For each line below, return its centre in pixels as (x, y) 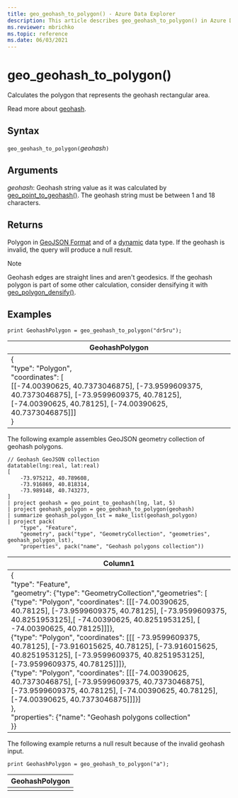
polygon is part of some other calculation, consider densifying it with (108, 284)
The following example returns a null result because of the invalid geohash (116, 744)
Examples (29, 314)
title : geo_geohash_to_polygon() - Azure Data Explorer (91, 14)
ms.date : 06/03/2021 (38, 40)
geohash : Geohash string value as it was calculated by (87, 187)
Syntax (23, 131)
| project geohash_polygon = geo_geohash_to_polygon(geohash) (101, 509)
